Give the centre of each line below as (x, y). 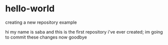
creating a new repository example (41, 22)
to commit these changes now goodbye (46, 37)
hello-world (30, 9)
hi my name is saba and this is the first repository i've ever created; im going (84, 32)
